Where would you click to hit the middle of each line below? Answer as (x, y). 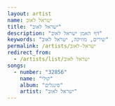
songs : (17, 66)
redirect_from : (29, 53)
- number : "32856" (41, 72)
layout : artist (29, 14)
